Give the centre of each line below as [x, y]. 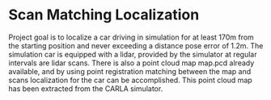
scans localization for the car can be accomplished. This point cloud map [130, 80]
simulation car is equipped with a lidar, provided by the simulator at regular [133, 54]
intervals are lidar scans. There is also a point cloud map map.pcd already [131, 63]
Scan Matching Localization [104, 15]
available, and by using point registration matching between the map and [130, 71]
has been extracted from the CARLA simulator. [86, 88]
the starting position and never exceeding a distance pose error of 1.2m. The [136, 45]
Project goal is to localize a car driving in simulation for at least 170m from [131, 37]
